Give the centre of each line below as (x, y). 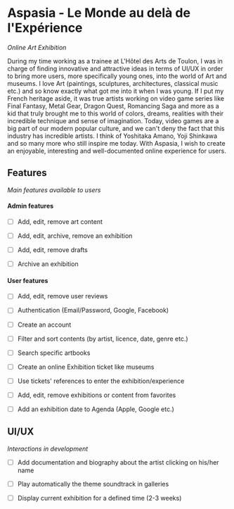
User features (28, 280)
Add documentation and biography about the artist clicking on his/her (118, 462)
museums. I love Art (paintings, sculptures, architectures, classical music (113, 83)
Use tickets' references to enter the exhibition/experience (101, 381)
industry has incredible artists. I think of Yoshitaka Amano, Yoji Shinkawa (112, 136)
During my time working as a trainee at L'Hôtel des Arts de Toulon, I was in (115, 61)
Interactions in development (48, 448)
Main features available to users (54, 190)
